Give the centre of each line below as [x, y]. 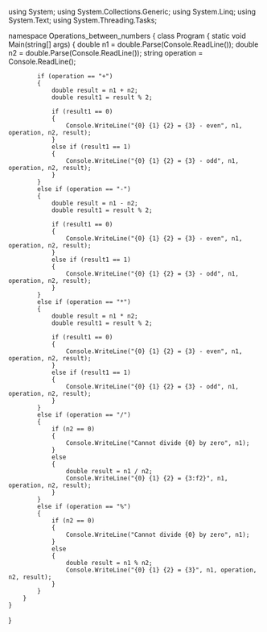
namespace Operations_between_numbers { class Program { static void [127, 36]
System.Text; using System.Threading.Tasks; [83, 20]
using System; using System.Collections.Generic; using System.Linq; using [132, 12]
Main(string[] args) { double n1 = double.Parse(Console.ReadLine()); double [133, 44]
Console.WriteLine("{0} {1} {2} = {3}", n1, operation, [161, 570]
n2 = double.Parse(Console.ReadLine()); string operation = [106, 53]
